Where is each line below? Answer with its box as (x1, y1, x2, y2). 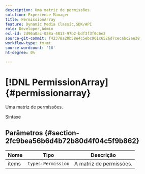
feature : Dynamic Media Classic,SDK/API (5, 21, 93, 27)
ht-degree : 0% (5, 50, 36, 55)
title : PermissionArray (5, 17, 56, 22)
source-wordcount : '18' (5, 45, 56, 50)
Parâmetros (5, 128, 43, 137)
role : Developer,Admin (5, 26, 53, 32)
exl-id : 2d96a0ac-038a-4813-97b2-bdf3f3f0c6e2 (5, 31, 106, 36)
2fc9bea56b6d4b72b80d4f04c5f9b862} (5, 136, 140, 145)
